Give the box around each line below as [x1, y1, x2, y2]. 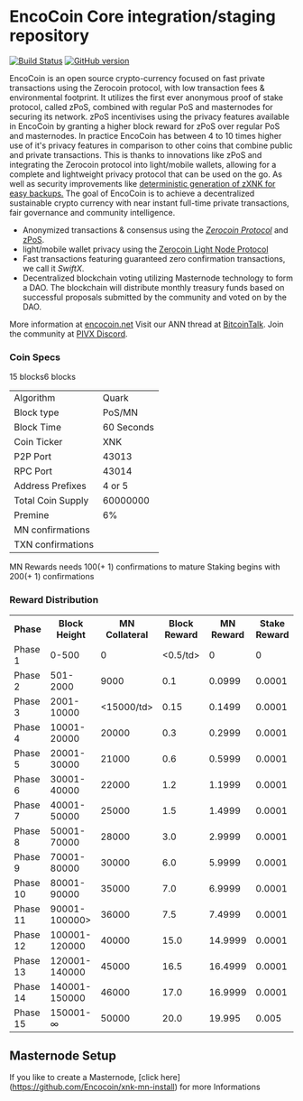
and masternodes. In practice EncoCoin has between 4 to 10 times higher [9, 130, 282, 141]
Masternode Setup [9, 1048, 117, 1063]
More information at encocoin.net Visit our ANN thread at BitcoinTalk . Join [9, 319, 284, 329]
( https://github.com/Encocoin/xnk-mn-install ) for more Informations [9, 1081, 262, 1093]
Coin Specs [9, 350, 61, 363]
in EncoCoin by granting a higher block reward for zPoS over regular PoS [9, 120, 280, 132]
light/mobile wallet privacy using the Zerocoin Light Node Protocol [22, 244, 269, 254]
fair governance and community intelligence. [9, 207, 176, 217]
